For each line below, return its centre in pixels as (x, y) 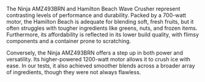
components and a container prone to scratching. (69, 41)
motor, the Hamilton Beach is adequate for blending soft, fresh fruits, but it (100, 22)
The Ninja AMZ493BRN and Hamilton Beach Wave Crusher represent (93, 9)
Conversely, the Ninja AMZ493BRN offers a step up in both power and (95, 53)
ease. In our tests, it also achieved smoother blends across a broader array (101, 66)
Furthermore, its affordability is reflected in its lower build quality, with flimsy (103, 35)
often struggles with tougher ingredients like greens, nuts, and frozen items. (102, 28)
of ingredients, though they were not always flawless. (74, 72)
